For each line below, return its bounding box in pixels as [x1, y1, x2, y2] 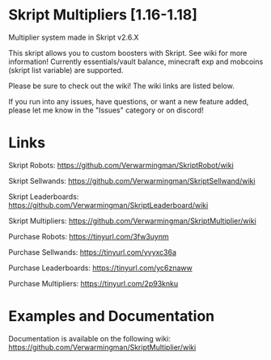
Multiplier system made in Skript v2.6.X [8, 32, 139, 42]
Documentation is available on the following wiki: [8, 333, 171, 343]
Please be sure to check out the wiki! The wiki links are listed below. [8, 81, 235, 91]
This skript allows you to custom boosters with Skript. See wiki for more [8, 48, 248, 57]
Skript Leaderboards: [8, 192, 79, 201]
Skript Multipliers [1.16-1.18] [8, 6, 198, 24]
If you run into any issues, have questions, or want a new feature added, [8, 96, 249, 106]
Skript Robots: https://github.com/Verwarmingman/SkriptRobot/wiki [8, 160, 235, 170]
